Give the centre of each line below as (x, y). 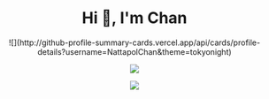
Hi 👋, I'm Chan (134, 18)
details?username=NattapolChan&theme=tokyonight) (134, 51)
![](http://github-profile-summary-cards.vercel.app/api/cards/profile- (134, 42)
